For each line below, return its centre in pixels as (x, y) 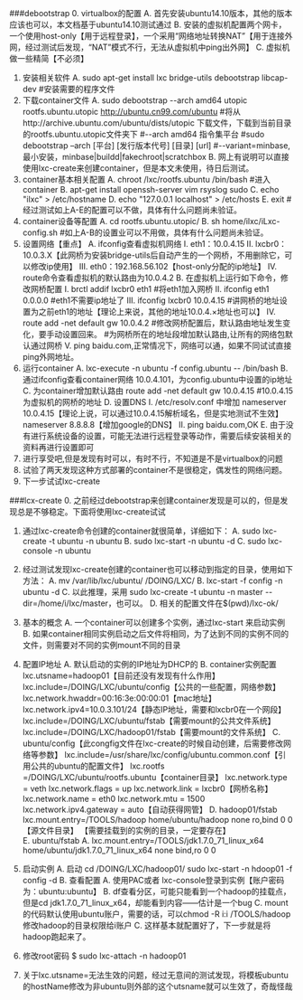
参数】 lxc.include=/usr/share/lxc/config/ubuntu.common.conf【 (158, 755)
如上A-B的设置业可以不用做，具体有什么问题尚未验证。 (166, 232)
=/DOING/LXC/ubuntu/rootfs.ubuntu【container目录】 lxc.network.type (155, 777)
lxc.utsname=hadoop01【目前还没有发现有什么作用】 (121, 675)
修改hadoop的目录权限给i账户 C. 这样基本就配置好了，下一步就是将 (147, 925)
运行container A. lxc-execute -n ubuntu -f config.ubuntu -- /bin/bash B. (155, 368)
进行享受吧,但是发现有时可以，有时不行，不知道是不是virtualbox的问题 (152, 458)
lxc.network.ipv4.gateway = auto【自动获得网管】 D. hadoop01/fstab (150, 809)
